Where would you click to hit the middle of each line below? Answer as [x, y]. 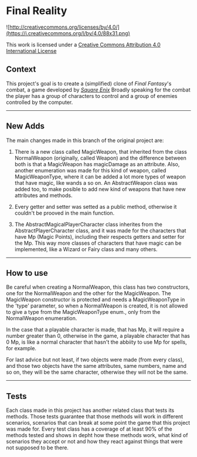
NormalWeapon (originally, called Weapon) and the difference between [100, 158]
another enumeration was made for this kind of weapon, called [90, 170]
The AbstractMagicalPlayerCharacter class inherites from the [88, 224]
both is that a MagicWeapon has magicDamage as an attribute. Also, [97, 164]
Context [21, 70]
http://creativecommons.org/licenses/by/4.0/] [65, 27]
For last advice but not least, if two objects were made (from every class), [95, 360]
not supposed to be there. [38, 448]
